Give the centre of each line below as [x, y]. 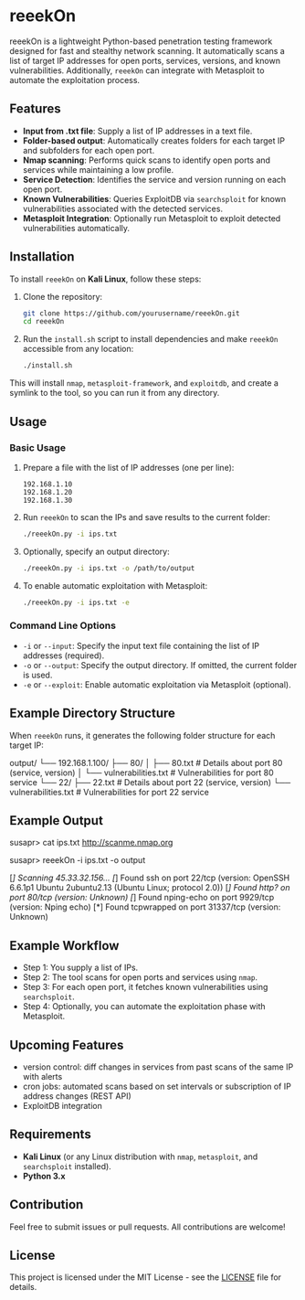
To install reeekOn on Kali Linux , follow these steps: [105, 279]
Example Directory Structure [93, 714]
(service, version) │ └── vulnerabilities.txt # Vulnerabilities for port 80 [142, 773]
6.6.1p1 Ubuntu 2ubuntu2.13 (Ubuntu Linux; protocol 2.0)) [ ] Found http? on [150, 888]
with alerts [42, 1077]
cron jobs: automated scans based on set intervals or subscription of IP [157, 1087]
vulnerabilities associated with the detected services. [123, 208]
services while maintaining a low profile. [98, 169]
